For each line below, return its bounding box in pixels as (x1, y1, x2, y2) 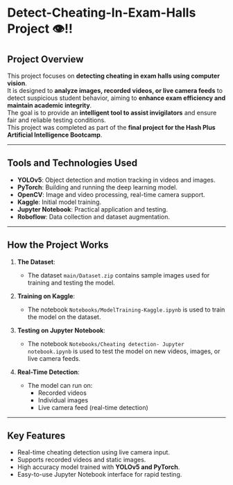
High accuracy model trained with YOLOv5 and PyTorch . (17, 463, 180, 471)
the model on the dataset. (27, 312, 101, 321)
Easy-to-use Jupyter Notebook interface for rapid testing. (17, 470, 182, 479)
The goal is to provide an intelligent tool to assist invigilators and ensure (7, 109, 217, 117)
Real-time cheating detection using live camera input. (17, 448, 170, 457)
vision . (7, 79, 28, 87)
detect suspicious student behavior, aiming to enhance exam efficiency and (7, 94, 226, 102)
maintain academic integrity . (7, 101, 92, 109)
